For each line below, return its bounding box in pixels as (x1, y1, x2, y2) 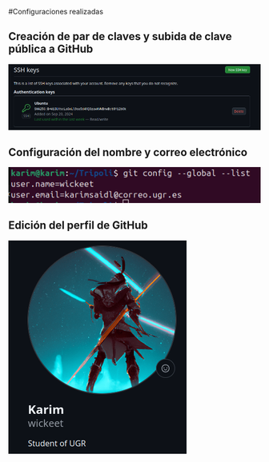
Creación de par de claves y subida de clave (8, 30, 232, 43)
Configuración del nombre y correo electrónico (8, 145, 248, 159)
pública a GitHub (8, 42, 94, 56)
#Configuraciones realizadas (8, 7, 104, 16)
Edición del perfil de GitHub (8, 219, 148, 233)
